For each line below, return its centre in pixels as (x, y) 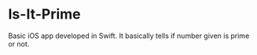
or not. (19, 43)
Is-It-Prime (44, 14)
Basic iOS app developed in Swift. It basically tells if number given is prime (129, 36)
